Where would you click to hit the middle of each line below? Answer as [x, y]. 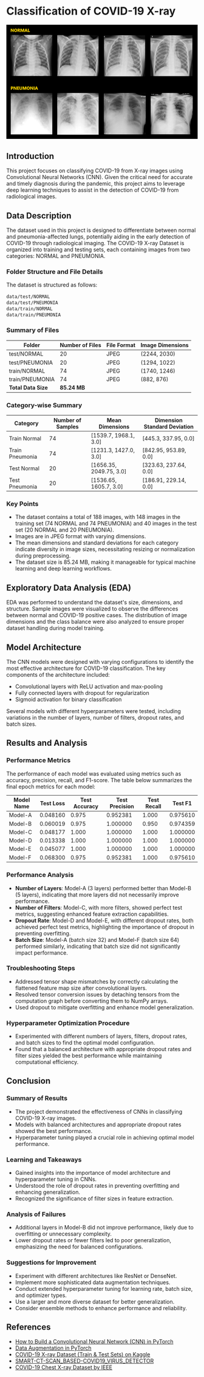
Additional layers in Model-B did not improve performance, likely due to [104, 1228]
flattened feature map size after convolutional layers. [81, 988]
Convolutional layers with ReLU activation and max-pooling [89, 686]
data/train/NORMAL [29, 309]
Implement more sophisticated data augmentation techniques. [93, 1282]
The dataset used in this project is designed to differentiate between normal [101, 230]
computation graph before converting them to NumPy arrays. [91, 1001]
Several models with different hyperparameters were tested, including [93, 711]
